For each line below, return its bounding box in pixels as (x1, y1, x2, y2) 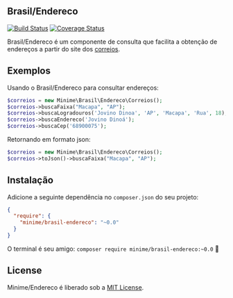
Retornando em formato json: (7, 135, 92, 143)
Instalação (7, 174, 54, 186)
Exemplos (7, 65, 51, 77)
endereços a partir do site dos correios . (7, 44, 120, 53)
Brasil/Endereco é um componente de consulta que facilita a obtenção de (7, 38, 218, 46)
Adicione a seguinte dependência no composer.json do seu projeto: (7, 192, 199, 201)
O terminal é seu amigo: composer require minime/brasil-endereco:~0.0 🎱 (7, 245, 220, 253)
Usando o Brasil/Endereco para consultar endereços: (7, 83, 159, 92)
